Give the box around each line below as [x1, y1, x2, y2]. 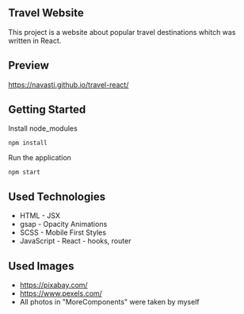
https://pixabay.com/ [19, 281, 89, 290]
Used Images [8, 259, 74, 273]
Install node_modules [8, 124, 78, 133]
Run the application [8, 153, 71, 163]
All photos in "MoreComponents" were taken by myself [19, 297, 200, 307]
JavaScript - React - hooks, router [19, 236, 132, 246]
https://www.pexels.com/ [19, 289, 103, 298]
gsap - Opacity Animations [19, 220, 108, 229]
